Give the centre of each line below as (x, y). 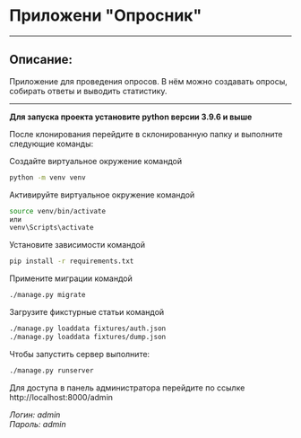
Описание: (41, 60)
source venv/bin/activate (57, 211)
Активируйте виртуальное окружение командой (102, 195)
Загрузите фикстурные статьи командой (87, 312)
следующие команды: (52, 144)
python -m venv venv (48, 177)
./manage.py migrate (48, 295)
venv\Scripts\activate (52, 228)
